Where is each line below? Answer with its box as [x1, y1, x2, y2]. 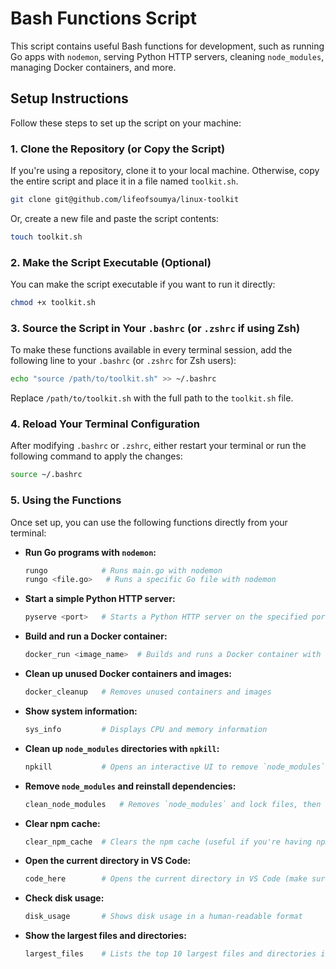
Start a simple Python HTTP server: [24, 593, 176, 605]
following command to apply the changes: [10, 450, 183, 462]
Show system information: [24, 705, 138, 717]
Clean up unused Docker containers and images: [24, 668, 232, 680]
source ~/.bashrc [10, 470, 83, 480]
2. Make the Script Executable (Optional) [10, 255, 212, 269]
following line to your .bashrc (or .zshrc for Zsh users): [10, 355, 237, 367]
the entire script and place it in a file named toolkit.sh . [10, 175, 239, 187]
